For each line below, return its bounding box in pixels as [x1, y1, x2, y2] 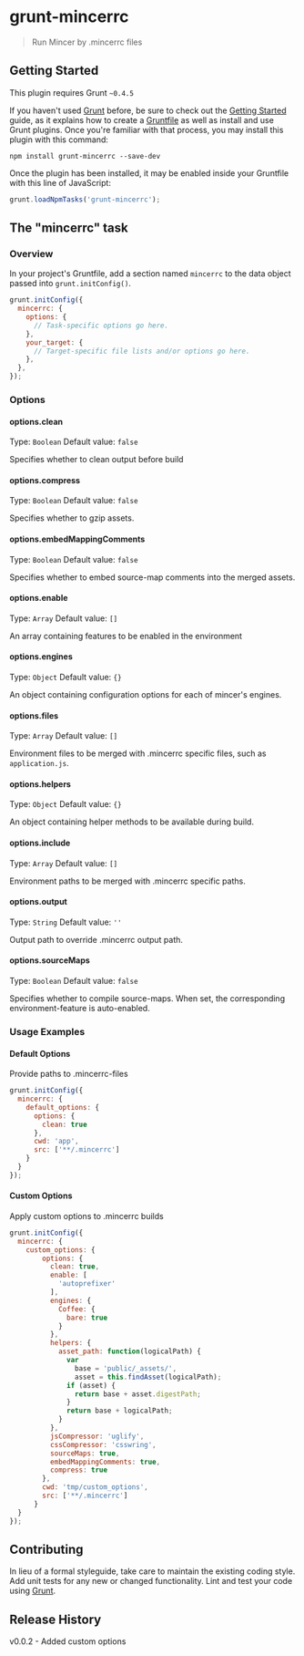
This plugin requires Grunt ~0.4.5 [9, 87, 135, 98]
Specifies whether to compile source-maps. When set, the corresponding [9, 993, 285, 1004]
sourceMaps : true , [49, 1448, 120, 1458]
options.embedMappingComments [9, 533, 146, 544]
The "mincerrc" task [9, 221, 129, 236]
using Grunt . [9, 1585, 56, 1597]
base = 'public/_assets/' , [74, 1363, 177, 1373]
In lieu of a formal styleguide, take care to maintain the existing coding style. [9, 1566, 296, 1577]
